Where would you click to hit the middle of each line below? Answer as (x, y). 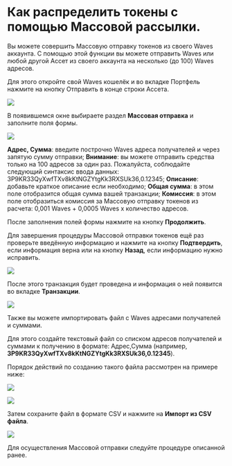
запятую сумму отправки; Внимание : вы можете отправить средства (111, 156)
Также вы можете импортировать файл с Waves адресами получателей (114, 317)
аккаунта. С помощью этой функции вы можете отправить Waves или (110, 53)
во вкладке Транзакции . (44, 291)
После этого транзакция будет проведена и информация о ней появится (115, 284)
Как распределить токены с (93, 12)
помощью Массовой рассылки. (104, 27)
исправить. (24, 257)
